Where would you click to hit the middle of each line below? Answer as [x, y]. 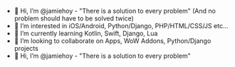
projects [26, 48]
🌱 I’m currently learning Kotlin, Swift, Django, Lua [86, 33]
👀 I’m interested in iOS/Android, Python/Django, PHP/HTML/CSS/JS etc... [121, 26]
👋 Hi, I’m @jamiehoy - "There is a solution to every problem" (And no [115, 11]
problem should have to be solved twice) [74, 18]
